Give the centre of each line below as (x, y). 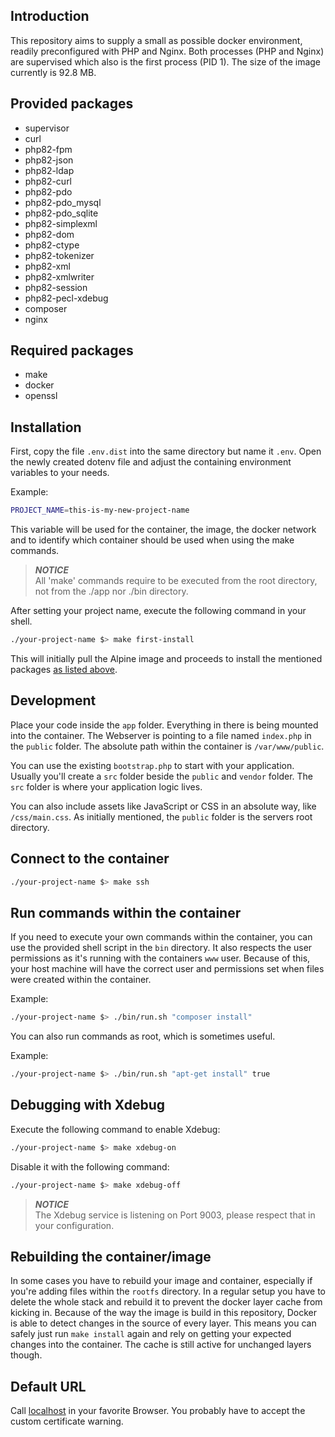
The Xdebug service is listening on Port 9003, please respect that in (175, 1215)
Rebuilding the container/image (111, 1257)
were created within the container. (81, 980)
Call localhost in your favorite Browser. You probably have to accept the (158, 1411)
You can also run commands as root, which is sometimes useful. (143, 1036)
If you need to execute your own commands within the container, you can (161, 937)
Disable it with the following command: (90, 1166)
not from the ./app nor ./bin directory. (111, 591)
